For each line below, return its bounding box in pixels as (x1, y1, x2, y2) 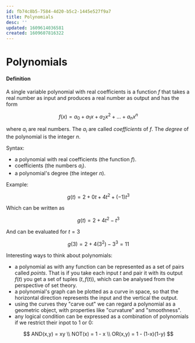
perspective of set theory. (14, 282, 77, 289)
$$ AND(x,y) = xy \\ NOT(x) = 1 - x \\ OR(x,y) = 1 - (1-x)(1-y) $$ (23, 330, 174, 337)
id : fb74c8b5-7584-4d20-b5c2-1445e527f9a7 (6, 8, 111, 15)
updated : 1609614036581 (6, 25, 64, 31)
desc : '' (6, 19, 28, 25)
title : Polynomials (6, 14, 54, 20)
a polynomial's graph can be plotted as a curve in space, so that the (14, 287, 179, 295)
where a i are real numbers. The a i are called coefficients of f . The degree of (6, 125, 189, 134)
